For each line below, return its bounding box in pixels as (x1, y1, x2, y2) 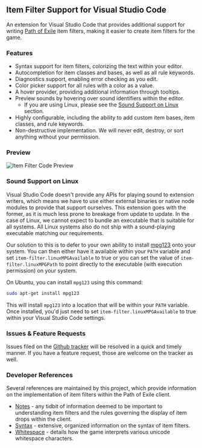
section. (24, 108, 44, 115)
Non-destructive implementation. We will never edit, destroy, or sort (14, 127, 184, 134)
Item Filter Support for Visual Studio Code (6, 5, 167, 15)
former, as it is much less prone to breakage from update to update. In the (6, 210, 190, 217)
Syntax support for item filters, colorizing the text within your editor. (14, 63, 183, 70)
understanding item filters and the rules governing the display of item (14, 409, 187, 417)
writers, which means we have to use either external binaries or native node (6, 197, 195, 204)
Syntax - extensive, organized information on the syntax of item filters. (14, 422, 191, 429)
